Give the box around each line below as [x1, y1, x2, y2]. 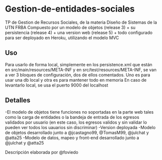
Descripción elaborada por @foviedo [5, 149, 78, 155]
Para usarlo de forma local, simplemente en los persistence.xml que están [5, 61, 152, 67]
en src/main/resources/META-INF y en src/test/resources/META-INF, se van [5, 67, 157, 73]
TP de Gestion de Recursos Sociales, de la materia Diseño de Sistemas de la [5, 19, 157, 25]
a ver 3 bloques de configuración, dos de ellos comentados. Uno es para [5, 72, 150, 78]
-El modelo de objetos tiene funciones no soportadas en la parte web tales [5, 109, 154, 115]
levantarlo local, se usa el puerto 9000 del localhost [5, 82, 108, 88]
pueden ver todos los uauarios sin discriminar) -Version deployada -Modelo [5, 124, 156, 130]
